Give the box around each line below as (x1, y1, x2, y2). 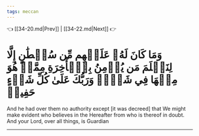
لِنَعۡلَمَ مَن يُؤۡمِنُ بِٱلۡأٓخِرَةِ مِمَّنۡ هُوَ (6, 60, 172, 74)
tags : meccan (6, 8, 39, 15)
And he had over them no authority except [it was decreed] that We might (6, 105, 186, 112)
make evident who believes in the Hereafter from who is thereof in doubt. (6, 111, 185, 118)
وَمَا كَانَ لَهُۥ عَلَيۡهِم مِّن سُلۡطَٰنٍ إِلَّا (6, 48, 162, 61)
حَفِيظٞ (6, 85, 35, 99)
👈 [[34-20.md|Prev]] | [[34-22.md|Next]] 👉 (6, 25, 117, 32)
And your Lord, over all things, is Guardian (6, 117, 109, 124)
